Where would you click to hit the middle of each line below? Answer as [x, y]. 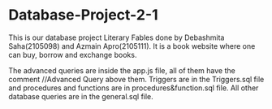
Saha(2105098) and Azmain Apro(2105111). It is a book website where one [132, 46]
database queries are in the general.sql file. [81, 96]
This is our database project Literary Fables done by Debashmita [117, 37]
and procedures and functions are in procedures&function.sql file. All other [134, 88]
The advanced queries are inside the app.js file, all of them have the [122, 70]
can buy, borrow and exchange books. [73, 54]
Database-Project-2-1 [83, 15]
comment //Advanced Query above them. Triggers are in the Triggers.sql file [136, 79]
